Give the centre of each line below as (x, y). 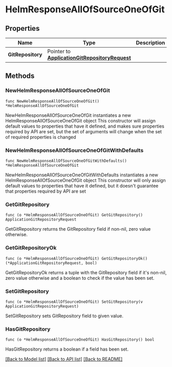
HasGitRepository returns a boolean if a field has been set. (67, 349)
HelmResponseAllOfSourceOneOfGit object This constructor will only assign (86, 180)
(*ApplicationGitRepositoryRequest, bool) (51, 263)
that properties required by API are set (46, 191)
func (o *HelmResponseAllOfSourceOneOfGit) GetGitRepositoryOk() (76, 258)
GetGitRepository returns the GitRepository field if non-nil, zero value (78, 229)
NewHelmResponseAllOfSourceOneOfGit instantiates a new (68, 115)
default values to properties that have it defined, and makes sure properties (85, 126)
